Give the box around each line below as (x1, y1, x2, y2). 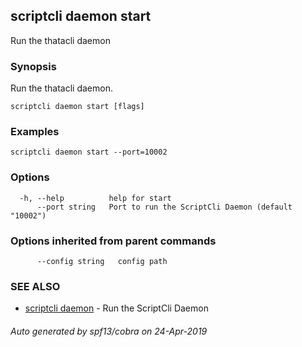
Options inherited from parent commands (10, 234, 217, 248)
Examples (10, 125, 60, 139)
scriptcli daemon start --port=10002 (10, 147, 168, 158)
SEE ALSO (10, 279, 61, 293)
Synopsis (10, 59, 57, 73)
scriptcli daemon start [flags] (10, 102, 145, 112)
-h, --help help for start (19, 193, 172, 203)
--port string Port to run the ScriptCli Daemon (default (36, 202, 293, 212)
